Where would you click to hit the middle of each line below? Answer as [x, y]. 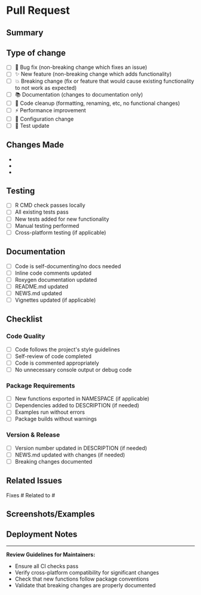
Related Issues [34, 481]
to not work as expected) [46, 88]
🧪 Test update [32, 125]
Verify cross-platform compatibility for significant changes [87, 572]
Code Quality [26, 336]
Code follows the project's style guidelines [67, 349]
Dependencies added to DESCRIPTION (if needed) [77, 405]
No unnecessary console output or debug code [73, 369]
